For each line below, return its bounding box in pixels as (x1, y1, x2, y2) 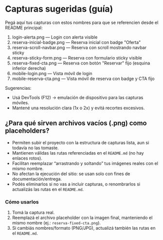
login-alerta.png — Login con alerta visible (12, 34, 98, 40)
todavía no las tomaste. (12, 145, 59, 151)
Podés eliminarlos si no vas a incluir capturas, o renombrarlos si (12, 181, 140, 187)
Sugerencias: (5, 85, 32, 91)
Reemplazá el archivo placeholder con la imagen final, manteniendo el (12, 215, 153, 220)
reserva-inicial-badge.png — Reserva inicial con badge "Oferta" (12, 39, 141, 45)
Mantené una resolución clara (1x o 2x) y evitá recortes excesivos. (12, 105, 145, 111)
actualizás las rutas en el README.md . (12, 186, 84, 192)
